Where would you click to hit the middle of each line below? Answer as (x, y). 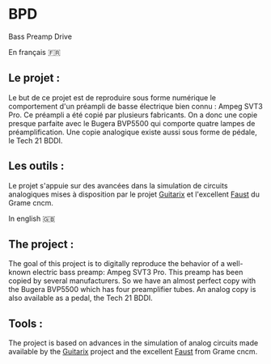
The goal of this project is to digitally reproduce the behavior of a (116, 264)
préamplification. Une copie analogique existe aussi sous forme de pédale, (133, 132)
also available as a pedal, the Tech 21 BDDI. (81, 298)
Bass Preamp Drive (40, 36)
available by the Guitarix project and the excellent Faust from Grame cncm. (133, 352)
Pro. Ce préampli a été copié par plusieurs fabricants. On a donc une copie (133, 115)
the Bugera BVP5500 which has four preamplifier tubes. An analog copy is (132, 290)
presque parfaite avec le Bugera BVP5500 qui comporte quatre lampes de (132, 123)
